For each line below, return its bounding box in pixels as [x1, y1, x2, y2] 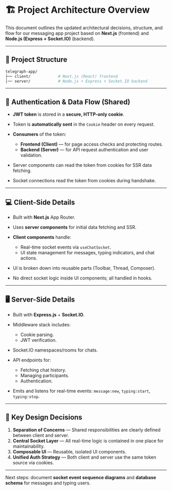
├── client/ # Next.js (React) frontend [5, 74, 118, 79]
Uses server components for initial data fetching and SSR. [12, 224, 137, 230]
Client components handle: [12, 234, 72, 240]
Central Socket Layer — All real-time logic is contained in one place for [12, 437, 164, 444]
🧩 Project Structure [5, 55, 68, 64]
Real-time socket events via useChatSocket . [20, 244, 112, 250]
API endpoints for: [12, 357, 51, 363]
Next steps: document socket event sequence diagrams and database [5, 474, 156, 480]
